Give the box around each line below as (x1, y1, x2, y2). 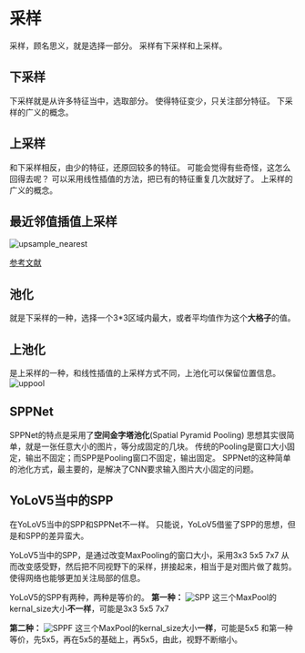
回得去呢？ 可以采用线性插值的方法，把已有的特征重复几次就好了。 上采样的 (9, 173, 293, 184)
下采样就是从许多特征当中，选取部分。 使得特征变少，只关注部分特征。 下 (9, 95, 285, 106)
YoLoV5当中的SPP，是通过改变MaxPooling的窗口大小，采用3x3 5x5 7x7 (9, 549, 280, 560)
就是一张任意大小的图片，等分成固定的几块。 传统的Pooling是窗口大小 (25, 441, 288, 452)
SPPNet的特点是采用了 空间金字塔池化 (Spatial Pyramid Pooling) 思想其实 (9, 429, 280, 440)
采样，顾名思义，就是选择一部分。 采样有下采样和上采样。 (9, 40, 228, 51)
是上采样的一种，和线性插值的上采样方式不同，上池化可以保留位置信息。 (9, 368, 280, 378)
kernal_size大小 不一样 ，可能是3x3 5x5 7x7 (9, 603, 169, 614)
